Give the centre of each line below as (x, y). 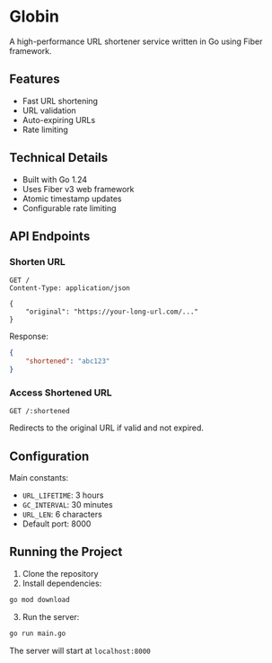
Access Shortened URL (61, 393)
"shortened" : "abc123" (68, 361)
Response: (29, 336)
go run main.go (38, 633)
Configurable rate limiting (69, 208)
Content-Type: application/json (70, 288)
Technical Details (59, 158)
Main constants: (39, 477)
